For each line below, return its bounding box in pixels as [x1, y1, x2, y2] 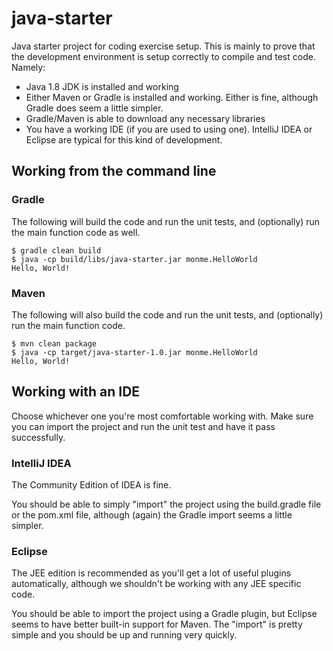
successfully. [11, 431, 66, 443]
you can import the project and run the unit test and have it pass [11, 420, 276, 432]
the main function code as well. [11, 226, 141, 238]
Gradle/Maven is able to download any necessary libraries [25, 112, 266, 124]
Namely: [11, 61, 46, 73]
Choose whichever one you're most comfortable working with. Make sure [11, 410, 314, 422]
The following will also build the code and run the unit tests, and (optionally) [11, 308, 324, 321]
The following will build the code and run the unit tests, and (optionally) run [11, 215, 321, 227]
